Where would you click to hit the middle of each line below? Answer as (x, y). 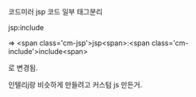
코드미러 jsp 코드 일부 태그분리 (56, 12)
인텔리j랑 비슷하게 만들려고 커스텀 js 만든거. (75, 85)
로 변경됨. (23, 68)
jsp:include (26, 27)
